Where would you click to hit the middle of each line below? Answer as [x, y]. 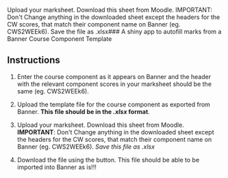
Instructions [34, 60]
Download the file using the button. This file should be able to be [108, 160]
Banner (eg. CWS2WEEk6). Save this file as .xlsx [86, 147]
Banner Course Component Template [60, 39]
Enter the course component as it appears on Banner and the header [114, 76]
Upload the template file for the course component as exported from [114, 104]
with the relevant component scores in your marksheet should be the [114, 84]
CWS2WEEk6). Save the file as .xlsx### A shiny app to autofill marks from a [114, 31]
